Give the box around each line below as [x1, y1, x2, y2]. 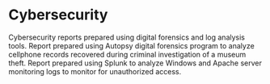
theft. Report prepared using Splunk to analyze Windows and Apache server [8, 58, 263, 68]
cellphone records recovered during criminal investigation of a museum [8, 49, 247, 59]
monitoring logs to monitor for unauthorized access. [8, 66, 182, 76]
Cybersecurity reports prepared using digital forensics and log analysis [8, 32, 245, 42]
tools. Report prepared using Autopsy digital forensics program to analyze [8, 40, 255, 50]
